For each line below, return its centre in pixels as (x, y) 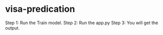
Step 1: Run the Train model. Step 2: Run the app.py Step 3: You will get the (82, 23)
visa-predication (40, 9)
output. (12, 28)
